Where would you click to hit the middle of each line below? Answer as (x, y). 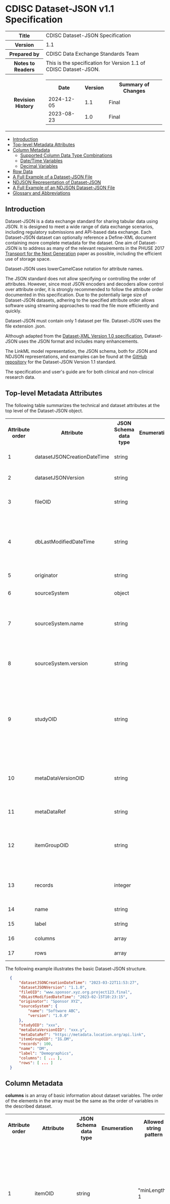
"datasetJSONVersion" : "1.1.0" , (53, 987)
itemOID (44, 1193)
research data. (20, 377)
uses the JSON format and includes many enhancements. (79, 341)
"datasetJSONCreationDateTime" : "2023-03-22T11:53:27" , (79, 982)
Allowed (154, 1122)
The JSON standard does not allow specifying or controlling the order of (80, 279)
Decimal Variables (39, 166)
